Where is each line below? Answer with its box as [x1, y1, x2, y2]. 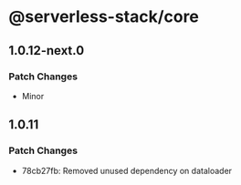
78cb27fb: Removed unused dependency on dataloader [21, 165, 233, 176]
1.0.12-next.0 [8, 43, 85, 58]
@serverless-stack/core [8, 6, 200, 27]
